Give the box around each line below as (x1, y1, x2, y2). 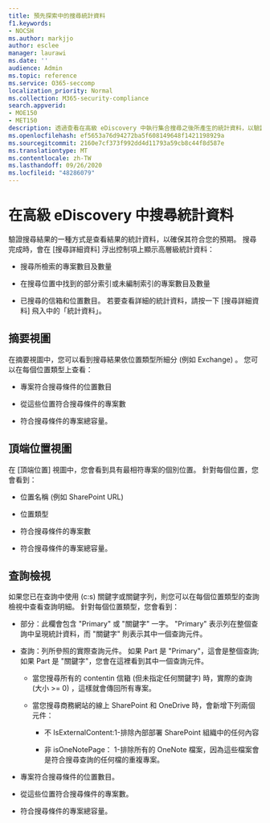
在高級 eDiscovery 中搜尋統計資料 (8, 206, 235, 225)
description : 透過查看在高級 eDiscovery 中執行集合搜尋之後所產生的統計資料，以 (8, 124, 255, 132)
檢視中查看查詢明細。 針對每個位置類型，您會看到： (8, 602, 179, 612)
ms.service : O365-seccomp (8, 79, 95, 87)
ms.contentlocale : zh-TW (8, 154, 92, 162)
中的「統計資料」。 (45, 305, 106, 315)
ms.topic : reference (8, 72, 78, 80)
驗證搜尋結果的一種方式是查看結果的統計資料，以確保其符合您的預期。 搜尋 (8, 234, 257, 244)
